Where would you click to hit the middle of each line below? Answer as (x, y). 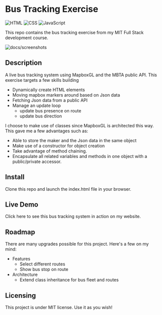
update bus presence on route (50, 110)
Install (15, 177)
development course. (27, 38)
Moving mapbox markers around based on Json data (66, 95)
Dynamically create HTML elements (49, 90)
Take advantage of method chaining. (50, 151)
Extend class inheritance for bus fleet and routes (69, 280)
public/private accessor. (37, 161)
